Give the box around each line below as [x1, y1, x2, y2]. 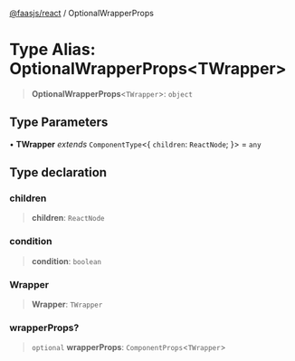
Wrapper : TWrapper [31, 299, 103, 310]
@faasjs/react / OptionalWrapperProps [9, 8, 154, 18]
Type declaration [9, 165, 107, 180]
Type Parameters [9, 115, 109, 130]
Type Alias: [9, 40, 97, 60]
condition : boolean [31, 255, 102, 266]
